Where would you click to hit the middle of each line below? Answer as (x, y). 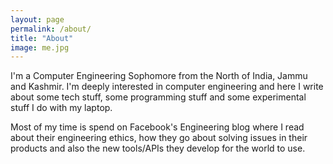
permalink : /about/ (51, 29)
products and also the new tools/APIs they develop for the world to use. (158, 148)
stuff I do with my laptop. (61, 108)
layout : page (37, 19)
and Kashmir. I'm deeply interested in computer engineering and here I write (167, 87)
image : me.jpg (40, 47)
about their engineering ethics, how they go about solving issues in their (159, 138)
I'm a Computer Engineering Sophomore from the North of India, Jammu (159, 76)
